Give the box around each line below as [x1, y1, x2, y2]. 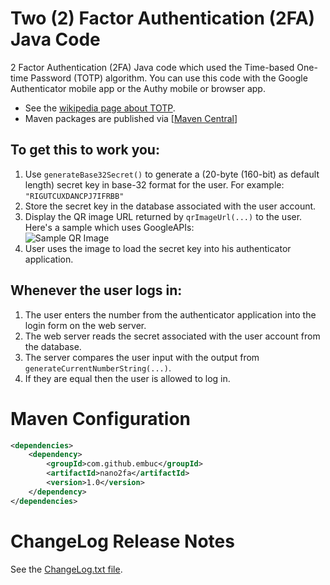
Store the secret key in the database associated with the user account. [24, 200, 317, 212]
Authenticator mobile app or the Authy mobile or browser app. [10, 82, 266, 94]
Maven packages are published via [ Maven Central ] [24, 112, 238, 124]
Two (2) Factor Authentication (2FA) [10, 7, 316, 30]
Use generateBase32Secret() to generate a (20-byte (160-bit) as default [24, 168, 320, 180]
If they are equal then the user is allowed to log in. [24, 372, 231, 384]
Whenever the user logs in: [10, 282, 183, 299]
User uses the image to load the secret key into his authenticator [24, 242, 292, 254]
